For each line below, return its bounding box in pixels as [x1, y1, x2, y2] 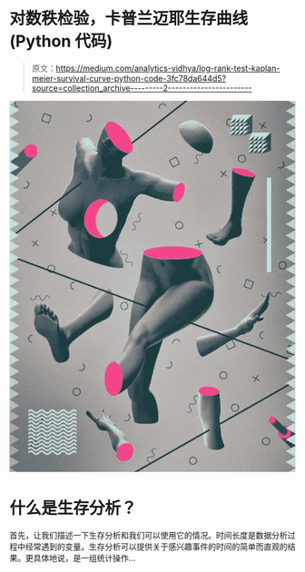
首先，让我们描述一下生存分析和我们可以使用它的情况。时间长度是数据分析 [9, 530, 288, 540]
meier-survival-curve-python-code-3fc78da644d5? [31, 73, 227, 84]
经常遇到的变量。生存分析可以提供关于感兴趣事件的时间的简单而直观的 [25, 541, 288, 552]
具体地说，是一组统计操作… [33, 553, 136, 563]
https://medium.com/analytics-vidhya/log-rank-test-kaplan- [55, 63, 280, 74]
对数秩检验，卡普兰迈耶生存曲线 [9, 8, 249, 29]
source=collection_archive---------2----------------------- [31, 83, 252, 94]
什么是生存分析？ [9, 498, 138, 518]
